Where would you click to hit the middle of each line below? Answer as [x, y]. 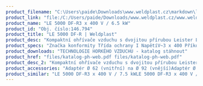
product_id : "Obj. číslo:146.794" [49, 29]
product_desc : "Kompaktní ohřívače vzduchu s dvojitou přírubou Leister [99, 40]
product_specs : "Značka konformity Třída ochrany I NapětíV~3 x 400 [94, 46]
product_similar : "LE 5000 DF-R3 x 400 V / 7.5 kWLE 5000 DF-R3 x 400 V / [102, 74]
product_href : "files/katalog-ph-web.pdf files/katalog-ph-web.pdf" [94, 57]
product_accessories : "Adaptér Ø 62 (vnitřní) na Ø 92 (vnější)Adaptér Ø [101, 68]
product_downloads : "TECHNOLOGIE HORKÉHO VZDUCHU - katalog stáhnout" [97, 51]
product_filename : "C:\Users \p [45, 12]
